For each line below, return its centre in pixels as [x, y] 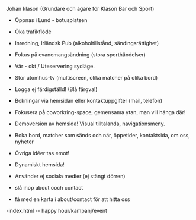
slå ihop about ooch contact [49, 188]
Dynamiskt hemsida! [40, 165]
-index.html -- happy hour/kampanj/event [57, 211]
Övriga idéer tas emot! [42, 153]
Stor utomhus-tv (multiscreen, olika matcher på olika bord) [86, 78]
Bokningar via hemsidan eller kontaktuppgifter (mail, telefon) [89, 101]
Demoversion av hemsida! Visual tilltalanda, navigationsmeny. [90, 124]
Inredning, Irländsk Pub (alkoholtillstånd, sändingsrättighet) [87, 43]
